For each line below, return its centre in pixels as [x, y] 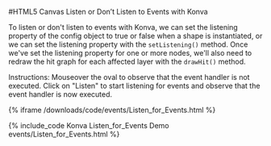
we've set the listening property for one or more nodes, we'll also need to [130, 53]
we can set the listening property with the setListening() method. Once [128, 44]
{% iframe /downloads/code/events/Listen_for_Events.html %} [112, 110]
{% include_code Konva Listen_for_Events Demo [89, 125]
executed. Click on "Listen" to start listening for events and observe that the [134, 86]
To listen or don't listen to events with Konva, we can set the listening [123, 27]
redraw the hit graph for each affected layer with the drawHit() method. [127, 61]
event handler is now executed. [60, 94]
